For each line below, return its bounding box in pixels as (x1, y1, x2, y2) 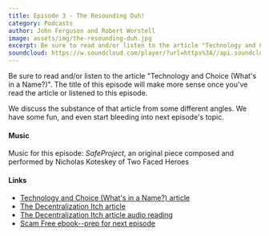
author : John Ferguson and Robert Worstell (8, 26, 156, 35)
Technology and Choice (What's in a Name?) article (19, 193, 191, 203)
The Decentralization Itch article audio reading (19, 210, 174, 220)
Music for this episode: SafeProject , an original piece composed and (8, 149, 235, 158)
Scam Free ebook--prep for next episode (19, 218, 156, 229)
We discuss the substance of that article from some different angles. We (8, 104, 247, 113)
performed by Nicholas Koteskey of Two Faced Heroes (8, 157, 190, 167)
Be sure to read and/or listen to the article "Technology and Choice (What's (8, 71, 257, 80)
